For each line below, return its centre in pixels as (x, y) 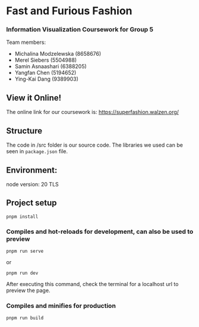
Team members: (26, 42)
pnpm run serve (25, 251)
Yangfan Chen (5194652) (45, 73)
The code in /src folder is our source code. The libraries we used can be (94, 145)
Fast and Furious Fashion (69, 11)
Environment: (32, 170)
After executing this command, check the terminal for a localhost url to (92, 284)
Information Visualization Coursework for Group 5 (80, 30)
